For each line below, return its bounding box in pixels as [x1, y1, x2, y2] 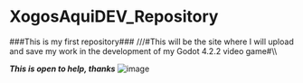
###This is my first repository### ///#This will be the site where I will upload [9, 36, 294, 47]
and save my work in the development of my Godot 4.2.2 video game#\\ [9, 45, 278, 56]
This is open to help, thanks [9, 63, 116, 74]
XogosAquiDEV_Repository [9, 6, 219, 27]
